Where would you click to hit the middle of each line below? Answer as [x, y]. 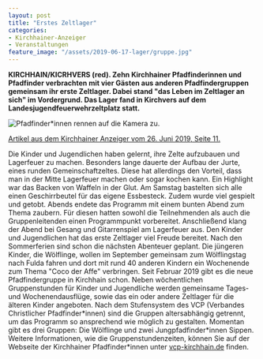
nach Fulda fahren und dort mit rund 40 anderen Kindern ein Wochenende [129, 263]
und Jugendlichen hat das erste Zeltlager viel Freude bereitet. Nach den [125, 238]
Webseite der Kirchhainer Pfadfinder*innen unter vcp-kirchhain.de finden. [129, 347]
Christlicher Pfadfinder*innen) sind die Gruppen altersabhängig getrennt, [127, 313]
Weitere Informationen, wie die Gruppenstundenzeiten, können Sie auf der [129, 338]
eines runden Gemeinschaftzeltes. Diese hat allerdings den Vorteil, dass [125, 171]
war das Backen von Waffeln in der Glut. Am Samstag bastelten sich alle [125, 187]
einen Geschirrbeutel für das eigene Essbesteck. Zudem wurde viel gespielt [131, 196]
